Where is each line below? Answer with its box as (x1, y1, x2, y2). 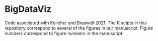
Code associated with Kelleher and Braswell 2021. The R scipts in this (4, 20, 147, 26)
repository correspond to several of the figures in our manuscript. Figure (4, 25, 154, 31)
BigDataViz (4, 3, 52, 15)
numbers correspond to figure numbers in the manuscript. (4, 30, 124, 36)
